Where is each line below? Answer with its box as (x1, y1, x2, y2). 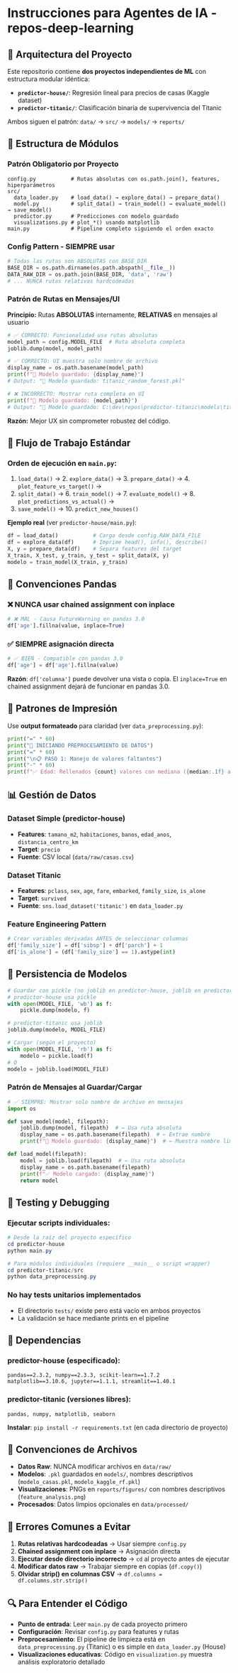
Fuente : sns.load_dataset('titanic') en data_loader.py (17, 902, 183, 910)
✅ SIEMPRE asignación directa (7, 639, 115, 649)
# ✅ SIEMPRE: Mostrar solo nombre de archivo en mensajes (7, 1098, 183, 1105)
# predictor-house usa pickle (7, 993, 97, 1001)
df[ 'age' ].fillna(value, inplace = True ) (7, 622, 125, 629)
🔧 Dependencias (7, 1334, 81, 1347)
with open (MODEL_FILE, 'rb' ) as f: (7, 1046, 113, 1053)
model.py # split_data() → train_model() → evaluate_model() (13, 200, 227, 207)
